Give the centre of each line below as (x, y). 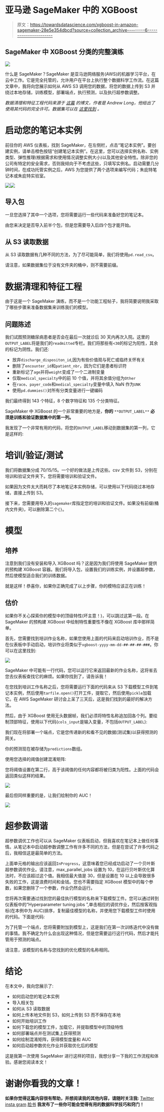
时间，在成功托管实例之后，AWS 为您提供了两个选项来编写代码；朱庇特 (81, 169)
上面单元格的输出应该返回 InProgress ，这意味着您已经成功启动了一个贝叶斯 (80, 863)
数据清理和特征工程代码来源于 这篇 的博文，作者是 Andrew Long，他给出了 (80, 103)
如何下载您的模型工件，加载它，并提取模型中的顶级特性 (68, 1027)
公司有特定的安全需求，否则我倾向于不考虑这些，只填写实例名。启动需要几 (80, 163)
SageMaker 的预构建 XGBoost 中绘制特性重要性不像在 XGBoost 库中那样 (78, 621)
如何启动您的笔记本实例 (36, 996)
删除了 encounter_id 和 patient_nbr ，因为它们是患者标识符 (69, 366)
